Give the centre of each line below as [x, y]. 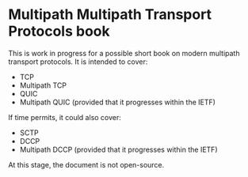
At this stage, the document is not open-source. [86, 164]
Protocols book [59, 31]
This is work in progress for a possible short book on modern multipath [124, 53]
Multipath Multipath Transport [110, 15]
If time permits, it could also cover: [65, 117]
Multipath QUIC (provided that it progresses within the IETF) [118, 102]
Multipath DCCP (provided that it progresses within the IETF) [118, 149]
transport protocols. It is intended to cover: [78, 62]
